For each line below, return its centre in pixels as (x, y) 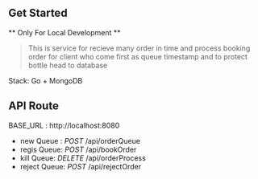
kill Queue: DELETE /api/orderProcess (83, 158)
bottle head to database (68, 65)
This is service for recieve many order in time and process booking (139, 48)
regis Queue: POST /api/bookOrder (78, 149)
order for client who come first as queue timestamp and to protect (138, 56)
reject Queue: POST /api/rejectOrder (81, 166)
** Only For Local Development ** (64, 32)
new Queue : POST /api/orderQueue (80, 140)
